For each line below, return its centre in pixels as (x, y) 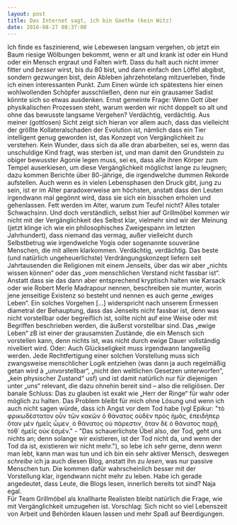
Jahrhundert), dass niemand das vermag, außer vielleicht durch (100, 235)
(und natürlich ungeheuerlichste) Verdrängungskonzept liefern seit (104, 258)
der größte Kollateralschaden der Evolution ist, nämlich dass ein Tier (107, 130)
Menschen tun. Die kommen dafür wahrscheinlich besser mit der (102, 469)
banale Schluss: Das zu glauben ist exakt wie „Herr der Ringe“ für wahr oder (118, 393)
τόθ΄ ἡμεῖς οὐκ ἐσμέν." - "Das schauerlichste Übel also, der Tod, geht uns (115, 431)
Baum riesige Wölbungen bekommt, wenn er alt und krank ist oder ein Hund (118, 55)
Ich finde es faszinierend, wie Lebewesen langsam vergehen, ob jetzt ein (114, 47)
